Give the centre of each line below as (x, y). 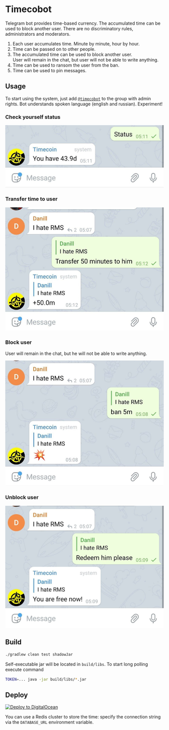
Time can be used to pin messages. (49, 70)
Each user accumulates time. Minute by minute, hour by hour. (76, 43)
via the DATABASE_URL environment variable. (50, 722)
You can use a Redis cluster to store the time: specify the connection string (83, 717)
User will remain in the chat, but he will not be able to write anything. (76, 353)
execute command (24, 670)
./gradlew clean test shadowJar (39, 654)
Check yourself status (33, 117)
